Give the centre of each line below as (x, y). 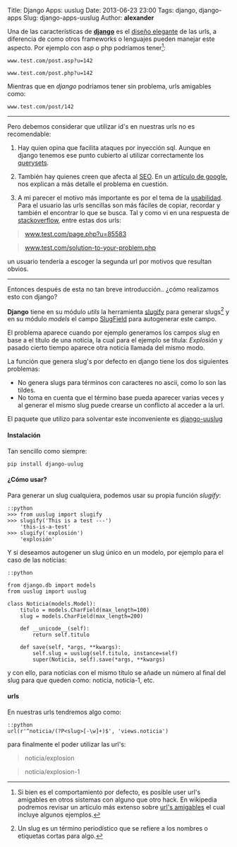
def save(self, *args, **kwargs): (71, 647)
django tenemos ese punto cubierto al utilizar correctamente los (111, 155)
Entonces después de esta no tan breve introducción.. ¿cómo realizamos (113, 289)
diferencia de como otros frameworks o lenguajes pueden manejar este (111, 39)
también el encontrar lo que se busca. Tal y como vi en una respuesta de (123, 212)
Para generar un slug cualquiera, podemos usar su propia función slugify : (114, 495)
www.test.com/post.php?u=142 (50, 73)
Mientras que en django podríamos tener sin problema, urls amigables (109, 86)
